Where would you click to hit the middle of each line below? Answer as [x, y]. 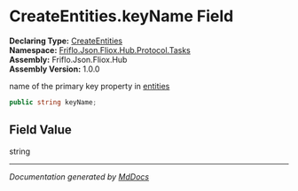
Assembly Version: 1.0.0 [55, 69]
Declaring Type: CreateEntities [66, 41]
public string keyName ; [53, 102]
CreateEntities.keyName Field [122, 16]
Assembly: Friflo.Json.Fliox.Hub [68, 59]
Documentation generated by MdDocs [79, 176]
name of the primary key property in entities [90, 86]
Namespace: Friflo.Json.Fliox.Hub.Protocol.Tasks [100, 50]
